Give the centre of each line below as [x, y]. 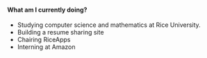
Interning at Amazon [46, 47]
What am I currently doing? [47, 10]
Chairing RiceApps [44, 40]
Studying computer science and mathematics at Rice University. [109, 25]
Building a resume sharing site [60, 32]
